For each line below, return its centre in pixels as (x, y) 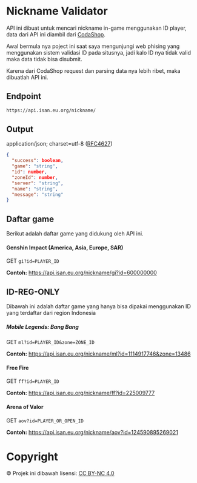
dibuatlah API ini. (27, 77)
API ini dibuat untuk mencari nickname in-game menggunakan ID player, (96, 28)
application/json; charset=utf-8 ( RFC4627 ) (60, 144)
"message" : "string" (38, 194)
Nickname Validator (57, 11)
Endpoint (24, 96)
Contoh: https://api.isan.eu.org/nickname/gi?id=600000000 (82, 273)
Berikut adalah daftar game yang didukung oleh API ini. (75, 234)
